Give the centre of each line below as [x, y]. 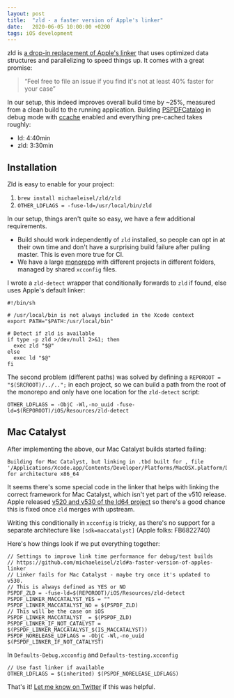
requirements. [27, 226]
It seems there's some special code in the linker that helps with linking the [113, 487]
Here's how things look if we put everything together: [84, 543]
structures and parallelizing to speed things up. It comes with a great [106, 61]
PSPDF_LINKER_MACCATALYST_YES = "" [59, 599]
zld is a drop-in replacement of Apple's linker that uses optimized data [108, 53]
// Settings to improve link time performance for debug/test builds [110, 556]
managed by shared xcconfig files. [67, 269]
